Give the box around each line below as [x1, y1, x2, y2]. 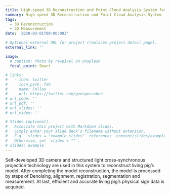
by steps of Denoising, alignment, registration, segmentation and [5, 173, 140, 179]
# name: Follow [5, 87, 47, 92]
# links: [5, 72, 24, 77]
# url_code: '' [5, 96, 37, 101]
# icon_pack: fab [5, 82, 51, 87]
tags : [5, 17, 17, 22]
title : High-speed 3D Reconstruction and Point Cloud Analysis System [5, 7, 157, 13]
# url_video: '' [5, 110, 39, 115]
